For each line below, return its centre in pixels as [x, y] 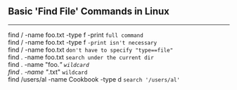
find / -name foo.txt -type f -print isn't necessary [83, 42]
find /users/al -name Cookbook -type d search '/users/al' [94, 79]
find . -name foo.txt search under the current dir [81, 57]
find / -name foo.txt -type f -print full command [76, 35]
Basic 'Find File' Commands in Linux [89, 12]
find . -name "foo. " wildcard [49, 64]
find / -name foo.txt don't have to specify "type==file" [91, 50]
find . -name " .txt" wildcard [48, 72]
